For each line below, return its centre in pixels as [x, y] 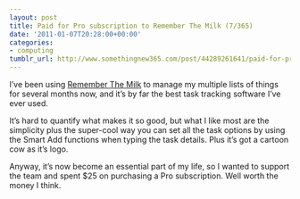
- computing [31, 51]
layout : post [33, 17]
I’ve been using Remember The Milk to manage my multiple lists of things [144, 84]
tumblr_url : [31, 59]
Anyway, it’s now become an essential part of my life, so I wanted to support [150, 166]
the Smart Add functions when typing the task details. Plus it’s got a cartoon [149, 140]
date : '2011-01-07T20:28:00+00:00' [75, 34]
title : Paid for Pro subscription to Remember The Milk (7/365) [131, 26]
